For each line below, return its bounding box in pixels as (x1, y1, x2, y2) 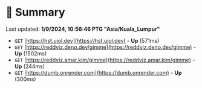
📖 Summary (5, 5, 65, 19)
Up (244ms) (14, 63, 45, 70)
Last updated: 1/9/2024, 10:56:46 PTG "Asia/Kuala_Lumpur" (5, 25, 160, 33)
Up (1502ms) (14, 49, 47, 57)
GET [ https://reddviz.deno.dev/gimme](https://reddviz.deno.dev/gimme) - (14, 43, 197, 51)
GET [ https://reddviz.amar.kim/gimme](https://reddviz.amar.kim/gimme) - (14, 56, 195, 63)
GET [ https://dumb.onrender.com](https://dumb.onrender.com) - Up (14, 69, 182, 76)
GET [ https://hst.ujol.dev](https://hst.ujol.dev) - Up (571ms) (14, 37, 160, 44)
